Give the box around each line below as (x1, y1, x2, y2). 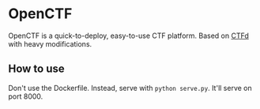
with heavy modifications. (8, 39, 92, 48)
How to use (8, 62, 65, 76)
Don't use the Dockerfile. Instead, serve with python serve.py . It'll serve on (8, 83, 253, 92)
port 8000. (8, 92, 43, 101)
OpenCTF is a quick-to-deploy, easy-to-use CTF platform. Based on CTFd (8, 31, 249, 40)
